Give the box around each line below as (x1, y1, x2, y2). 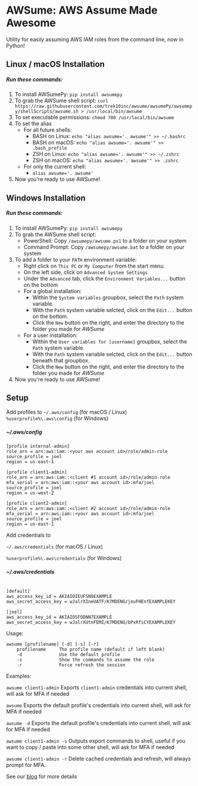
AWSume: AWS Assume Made (6, 4, 158, 17)
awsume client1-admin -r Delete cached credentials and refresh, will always (6, 755, 191, 762)
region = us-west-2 (6, 490, 54, 496)
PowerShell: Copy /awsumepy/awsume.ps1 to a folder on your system (23, 237, 187, 244)
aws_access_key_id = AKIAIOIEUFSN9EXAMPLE (6, 594, 112, 600)
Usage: (6, 630, 24, 637)
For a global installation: (23, 287, 82, 294)
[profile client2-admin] (6, 501, 67, 507)
